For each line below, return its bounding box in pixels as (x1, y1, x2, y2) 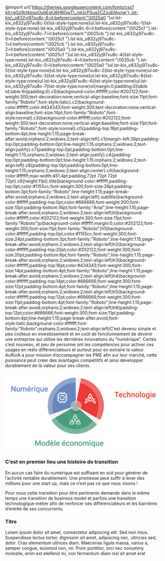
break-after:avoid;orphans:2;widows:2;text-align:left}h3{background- (5, 257, 147, 263)
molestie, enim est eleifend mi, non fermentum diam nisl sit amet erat (5, 550, 146, 556)
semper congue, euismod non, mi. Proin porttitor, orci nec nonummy (5, 545, 144, 551)
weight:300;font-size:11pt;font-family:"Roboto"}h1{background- (5, 226, 134, 231)
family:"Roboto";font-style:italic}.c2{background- (5, 99, 106, 105)
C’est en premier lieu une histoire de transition (5, 458, 119, 465)
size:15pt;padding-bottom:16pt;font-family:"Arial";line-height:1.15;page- (5, 204, 150, 210)
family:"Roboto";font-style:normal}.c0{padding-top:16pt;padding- (5, 125, 139, 131)
